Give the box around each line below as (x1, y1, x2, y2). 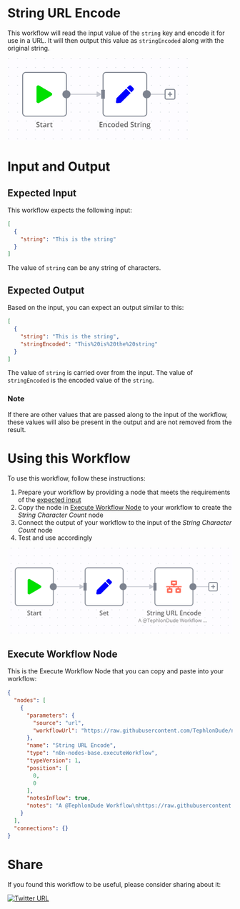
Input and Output (7, 159, 111, 175)
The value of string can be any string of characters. (7, 263, 161, 272)
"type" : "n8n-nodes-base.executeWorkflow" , (26, 750, 159, 757)
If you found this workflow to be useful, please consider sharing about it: (7, 880, 221, 888)
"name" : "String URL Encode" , (26, 742, 116, 749)
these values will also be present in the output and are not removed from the (7, 418, 232, 426)
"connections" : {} (14, 825, 69, 832)
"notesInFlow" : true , (26, 795, 91, 802)
